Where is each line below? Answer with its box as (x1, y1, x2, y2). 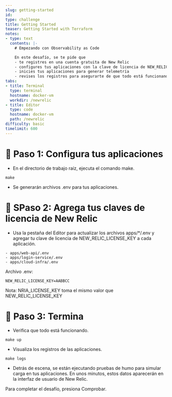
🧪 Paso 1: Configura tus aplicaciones (5, 148, 164, 160)
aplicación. (12, 240, 36, 247)
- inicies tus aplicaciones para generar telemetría (14, 69, 130, 74)
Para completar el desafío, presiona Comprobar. (5, 386, 106, 392)
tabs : (5, 79, 17, 84)
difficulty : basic (5, 121, 45, 126)
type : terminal (10, 88, 42, 93)
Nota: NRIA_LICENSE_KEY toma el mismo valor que (5, 287, 114, 293)
